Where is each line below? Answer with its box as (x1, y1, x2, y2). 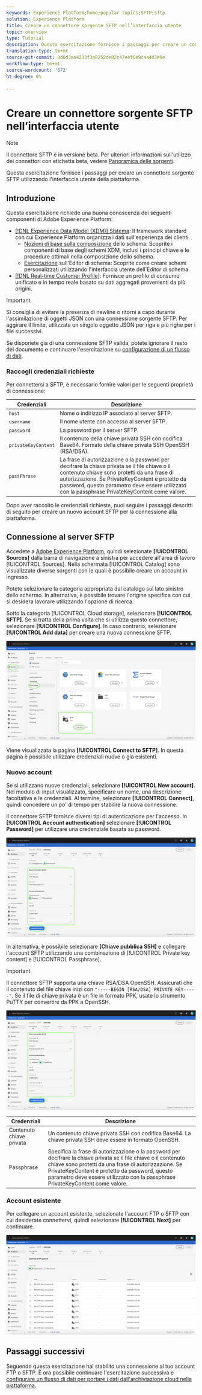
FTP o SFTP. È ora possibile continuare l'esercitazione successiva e (6, 1368, 174, 1376)
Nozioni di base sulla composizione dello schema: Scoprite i (23, 240, 173, 247)
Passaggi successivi (6, 1347, 85, 1357)
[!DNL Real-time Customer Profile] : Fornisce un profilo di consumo (14, 272, 180, 279)
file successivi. (6, 328, 43, 335)
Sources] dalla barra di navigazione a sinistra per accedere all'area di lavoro (6, 554, 195, 562)
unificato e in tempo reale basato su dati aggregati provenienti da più (14, 278, 186, 286)
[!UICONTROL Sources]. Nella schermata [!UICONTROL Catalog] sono (6, 560, 180, 568)
